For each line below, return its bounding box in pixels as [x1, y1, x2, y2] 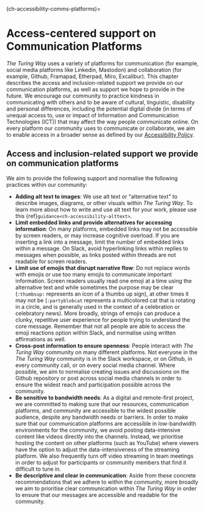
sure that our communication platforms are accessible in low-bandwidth [15, 419, 196, 427]
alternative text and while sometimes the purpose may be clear [15, 283, 174, 291]
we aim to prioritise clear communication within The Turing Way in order [15, 485, 197, 492]
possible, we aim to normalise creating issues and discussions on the [15, 368, 190, 375]
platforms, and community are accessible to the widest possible [15, 407, 176, 414]
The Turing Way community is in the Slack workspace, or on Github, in [15, 355, 193, 362]
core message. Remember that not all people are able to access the [15, 322, 185, 330]
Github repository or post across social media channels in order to [15, 374, 182, 382]
